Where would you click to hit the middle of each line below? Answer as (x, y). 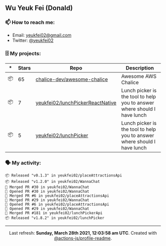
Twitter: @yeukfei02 (33, 40)
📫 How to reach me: (30, 23)
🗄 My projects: (23, 53)
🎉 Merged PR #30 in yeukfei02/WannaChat (47, 187)
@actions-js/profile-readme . (83, 238)
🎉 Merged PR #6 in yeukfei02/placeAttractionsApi (57, 196)
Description (140, 68)
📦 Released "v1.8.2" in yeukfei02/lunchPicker (55, 218)
